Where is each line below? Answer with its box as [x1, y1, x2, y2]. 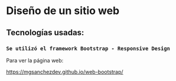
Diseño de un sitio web [6, 4, 120, 18]
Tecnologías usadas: [6, 28, 84, 38]
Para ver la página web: [6, 57, 64, 64]
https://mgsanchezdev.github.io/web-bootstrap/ [6, 68, 123, 75]
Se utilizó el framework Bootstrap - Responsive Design [6, 45, 170, 52]
